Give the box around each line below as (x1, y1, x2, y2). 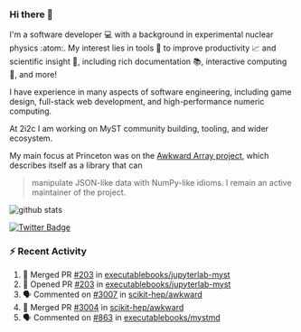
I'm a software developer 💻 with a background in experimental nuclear (9, 29, 274, 40)
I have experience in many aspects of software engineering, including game (9, 87, 292, 97)
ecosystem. (9, 133, 53, 143)
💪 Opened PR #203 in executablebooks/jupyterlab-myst (22, 279, 231, 290)
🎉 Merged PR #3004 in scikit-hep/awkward (22, 301, 184, 312)
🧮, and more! (9, 69, 57, 80)
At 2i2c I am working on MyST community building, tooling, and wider (9, 124, 269, 134)
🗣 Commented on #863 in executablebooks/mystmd (22, 311, 221, 323)
